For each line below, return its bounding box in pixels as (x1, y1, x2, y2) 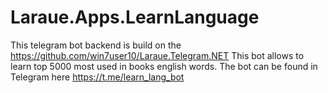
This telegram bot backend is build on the (10, 39, 182, 51)
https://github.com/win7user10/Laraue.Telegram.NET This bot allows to (10, 49, 305, 61)
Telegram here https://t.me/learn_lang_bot (10, 71, 185, 83)
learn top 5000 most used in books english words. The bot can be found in (10, 60, 318, 72)
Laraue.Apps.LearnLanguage (10, 6, 260, 29)
